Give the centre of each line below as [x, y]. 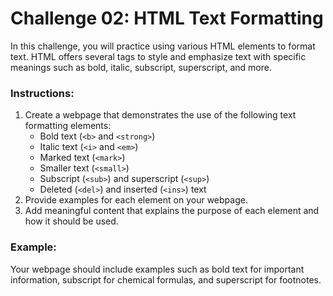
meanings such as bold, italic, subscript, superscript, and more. [141, 67]
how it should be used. [71, 221]
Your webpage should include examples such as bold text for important [157, 269]
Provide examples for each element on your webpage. [136, 200]
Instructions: [42, 93]
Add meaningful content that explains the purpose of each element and [172, 211]
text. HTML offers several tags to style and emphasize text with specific [158, 56]
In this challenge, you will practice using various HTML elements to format [163, 46]
